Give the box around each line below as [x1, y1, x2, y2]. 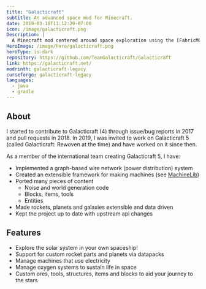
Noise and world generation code [24, 184, 109, 191]
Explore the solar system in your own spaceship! [15, 244, 138, 251]
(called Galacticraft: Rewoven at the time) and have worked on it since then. [6, 140, 197, 148]
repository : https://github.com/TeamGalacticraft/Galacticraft [6, 54, 172, 61]
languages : [6, 77, 34, 83]
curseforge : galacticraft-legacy [6, 72, 92, 78]
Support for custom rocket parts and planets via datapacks [15, 250, 164, 258]
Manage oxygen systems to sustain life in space [15, 263, 137, 271]
